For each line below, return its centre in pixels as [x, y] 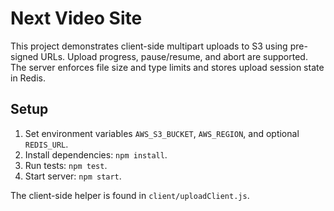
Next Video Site [76, 18]
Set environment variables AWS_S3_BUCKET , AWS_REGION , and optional [162, 133]
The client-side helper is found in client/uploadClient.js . [130, 195]
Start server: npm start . [73, 176]
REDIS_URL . [46, 144]
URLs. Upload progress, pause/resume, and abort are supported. [174, 56]
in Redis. [28, 78]
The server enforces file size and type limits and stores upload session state [167, 67]
